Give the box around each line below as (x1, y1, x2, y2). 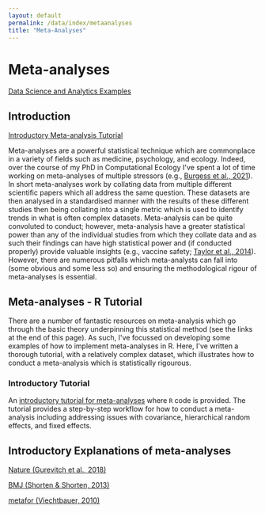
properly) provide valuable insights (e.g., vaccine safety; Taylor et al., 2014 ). (8, 247, 256, 256)
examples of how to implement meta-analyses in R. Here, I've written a (8, 341, 239, 351)
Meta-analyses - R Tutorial (8, 294, 142, 309)
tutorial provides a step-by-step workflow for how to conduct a (8, 405, 214, 414)
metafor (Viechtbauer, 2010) (8, 496, 100, 505)
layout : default (8, 11, 62, 20)
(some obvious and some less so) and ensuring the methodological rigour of (8, 264, 257, 273)
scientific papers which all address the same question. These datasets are (8, 188, 251, 198)
